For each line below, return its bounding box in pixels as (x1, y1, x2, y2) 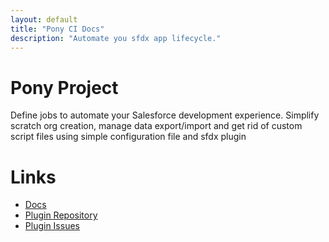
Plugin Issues (24, 220, 80, 232)
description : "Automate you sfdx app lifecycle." (10, 33, 222, 43)
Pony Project (10, 76, 119, 99)
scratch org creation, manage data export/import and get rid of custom (10, 120, 303, 132)
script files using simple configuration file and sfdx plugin (10, 131, 247, 143)
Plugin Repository (24, 209, 98, 221)
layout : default (10, 14, 78, 25)
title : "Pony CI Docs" (10, 24, 105, 34)
